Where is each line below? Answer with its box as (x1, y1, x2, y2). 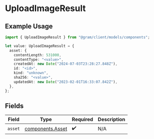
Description (98, 116, 126, 123)
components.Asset (24, 125, 68, 132)
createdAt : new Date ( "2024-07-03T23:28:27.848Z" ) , (14, 61, 118, 67)
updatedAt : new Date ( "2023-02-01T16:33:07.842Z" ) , (14, 79, 118, 84)
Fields (5, 102, 24, 110)
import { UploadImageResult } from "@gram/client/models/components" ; (5, 35, 150, 40)
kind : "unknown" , (14, 70, 49, 75)
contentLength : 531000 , (14, 53, 62, 57)
